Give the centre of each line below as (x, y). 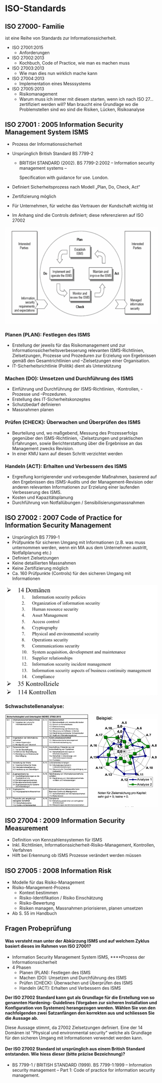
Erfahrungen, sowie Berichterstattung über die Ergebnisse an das (77, 443)
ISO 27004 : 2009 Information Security (65, 820)
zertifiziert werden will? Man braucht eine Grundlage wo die (79, 104)
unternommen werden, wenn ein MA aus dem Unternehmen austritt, (80, 547)
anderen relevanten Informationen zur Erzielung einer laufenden (76, 487)
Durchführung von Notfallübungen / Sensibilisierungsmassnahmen (78, 502)
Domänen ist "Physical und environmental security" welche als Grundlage (79, 1032)
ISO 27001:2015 (28, 47)
